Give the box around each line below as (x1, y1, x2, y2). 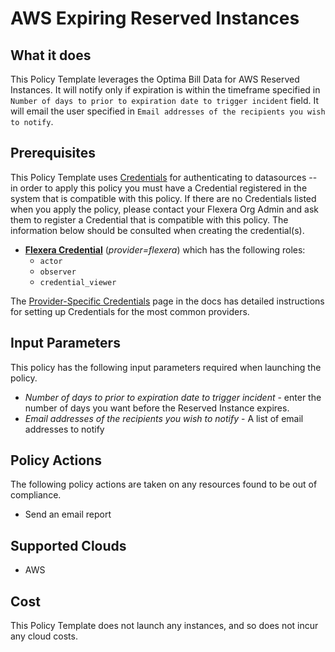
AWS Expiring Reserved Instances (10, 7, 300, 30)
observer (39, 267, 77, 277)
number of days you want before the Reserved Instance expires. (24, 402, 290, 414)
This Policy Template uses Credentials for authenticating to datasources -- (10, 171, 318, 183)
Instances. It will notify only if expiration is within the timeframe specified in (10, 84, 321, 96)
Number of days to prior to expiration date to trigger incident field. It (10, 95, 319, 106)
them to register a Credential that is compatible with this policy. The (10, 213, 289, 226)
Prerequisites (10, 145, 96, 162)
